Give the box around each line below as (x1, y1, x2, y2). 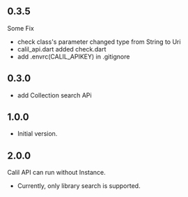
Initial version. (17, 129, 58, 138)
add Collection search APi (17, 90, 92, 100)
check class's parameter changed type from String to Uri (17, 38, 181, 46)
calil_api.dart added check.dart (17, 45, 107, 53)
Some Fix (7, 24, 35, 32)
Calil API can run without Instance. (7, 168, 106, 177)
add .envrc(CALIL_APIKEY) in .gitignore (17, 52, 130, 61)
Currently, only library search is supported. (17, 182, 141, 190)
